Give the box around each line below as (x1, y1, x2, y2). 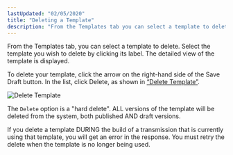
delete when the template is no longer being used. (7, 140, 150, 149)
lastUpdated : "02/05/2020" (7, 10, 85, 17)
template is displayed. (7, 57, 70, 65)
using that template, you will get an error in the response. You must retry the (7, 133, 225, 141)
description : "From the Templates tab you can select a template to (7, 23, 209, 30)
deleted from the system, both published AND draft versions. (7, 112, 182, 120)
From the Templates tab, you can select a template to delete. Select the (7, 42, 211, 51)
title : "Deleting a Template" (7, 17, 95, 24)
